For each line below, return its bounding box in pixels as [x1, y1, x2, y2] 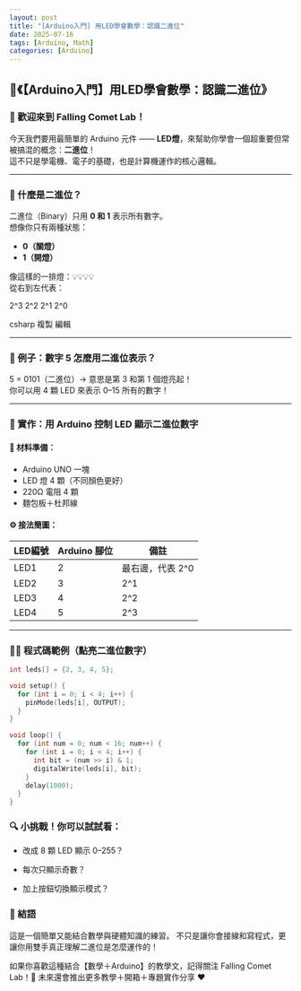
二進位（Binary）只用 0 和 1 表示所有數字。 [9, 211, 168, 222]
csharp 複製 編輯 [9, 319, 72, 330]
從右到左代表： [9, 283, 64, 293]
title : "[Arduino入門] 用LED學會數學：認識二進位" [9, 22, 185, 30]
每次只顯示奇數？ [21, 865, 86, 875]
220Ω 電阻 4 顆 [21, 486, 79, 497]
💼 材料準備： [9, 441, 56, 453]
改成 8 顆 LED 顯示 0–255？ [21, 845, 124, 856]
